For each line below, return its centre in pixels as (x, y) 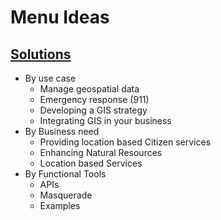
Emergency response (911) (94, 99)
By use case (50, 78)
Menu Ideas (60, 17)
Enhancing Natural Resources (101, 152)
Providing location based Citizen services (125, 142)
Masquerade (66, 195)
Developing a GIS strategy (93, 110)
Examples (60, 205)
